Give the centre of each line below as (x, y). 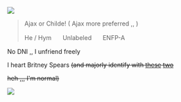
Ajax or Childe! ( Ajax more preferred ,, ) (81, 23)
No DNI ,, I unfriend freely (44, 51)
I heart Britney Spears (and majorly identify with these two (90, 65)
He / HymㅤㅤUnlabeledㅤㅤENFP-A (75, 38)
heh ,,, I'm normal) (33, 78)
